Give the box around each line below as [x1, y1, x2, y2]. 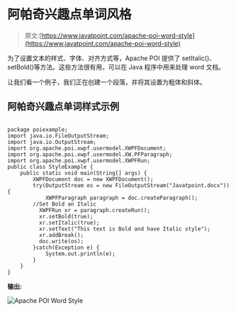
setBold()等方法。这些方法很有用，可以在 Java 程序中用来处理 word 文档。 [7, 62, 225, 71]
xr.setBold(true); [38, 213, 94, 220]
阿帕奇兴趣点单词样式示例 [7, 101, 119, 113]
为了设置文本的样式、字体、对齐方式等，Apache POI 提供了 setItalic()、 [7, 54, 216, 62]
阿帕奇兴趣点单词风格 [7, 6, 133, 23]
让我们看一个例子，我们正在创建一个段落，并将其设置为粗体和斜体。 [7, 77, 206, 86]
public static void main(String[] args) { [20, 169, 147, 177]
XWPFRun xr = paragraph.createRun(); [38, 206, 151, 213]
